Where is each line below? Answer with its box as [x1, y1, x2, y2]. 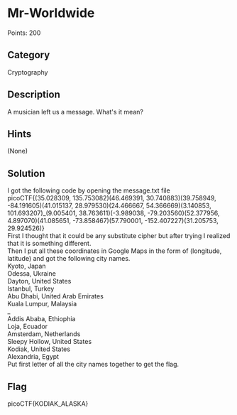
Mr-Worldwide [7, 5, 95, 21]
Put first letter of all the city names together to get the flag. [7, 360, 180, 369]
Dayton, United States [7, 277, 72, 286]
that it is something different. [7, 239, 92, 248]
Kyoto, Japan [7, 262, 46, 271]
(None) [7, 147, 28, 156]
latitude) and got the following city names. [7, 254, 131, 263]
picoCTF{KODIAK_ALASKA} [7, 399, 89, 408]
